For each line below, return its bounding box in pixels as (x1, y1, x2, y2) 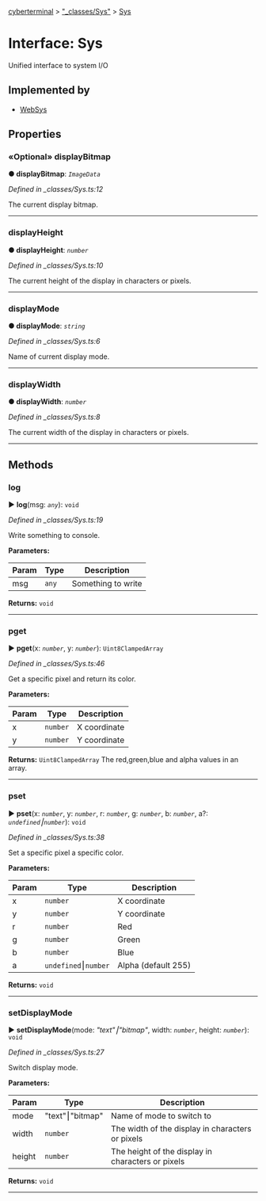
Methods (8, 458, 54, 471)
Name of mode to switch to (110, 1110, 212, 1121)
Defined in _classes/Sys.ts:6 (8, 337, 101, 346)
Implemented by (8, 83, 90, 97)
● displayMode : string (8, 321, 85, 331)
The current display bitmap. (8, 200, 99, 209)
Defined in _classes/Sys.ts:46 (8, 659, 105, 669)
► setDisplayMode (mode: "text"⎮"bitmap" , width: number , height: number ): (8, 1025, 249, 1035)
